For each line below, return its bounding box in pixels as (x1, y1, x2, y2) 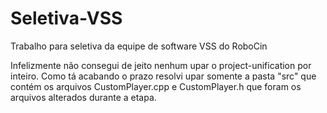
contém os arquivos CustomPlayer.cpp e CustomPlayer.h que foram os (10, 80, 302, 92)
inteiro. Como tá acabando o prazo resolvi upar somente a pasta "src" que (10, 70, 317, 82)
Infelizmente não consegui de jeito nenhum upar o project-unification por (10, 59, 312, 71)
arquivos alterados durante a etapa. (10, 91, 157, 103)
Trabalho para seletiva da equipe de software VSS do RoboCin (10, 40, 268, 52)
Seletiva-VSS (10, 7, 123, 30)
